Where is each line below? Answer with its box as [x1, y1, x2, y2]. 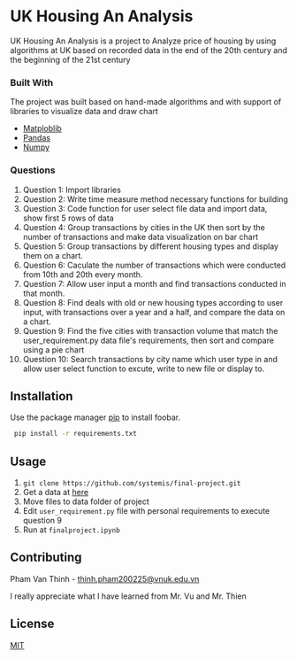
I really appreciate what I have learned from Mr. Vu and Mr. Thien [10, 591, 247, 601]
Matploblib [22, 123, 63, 134]
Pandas [22, 133, 51, 143]
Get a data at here [22, 487, 89, 498]
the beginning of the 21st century [10, 54, 131, 65]
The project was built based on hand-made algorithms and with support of [10, 97, 282, 107]
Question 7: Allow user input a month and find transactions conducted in [22, 278, 286, 289]
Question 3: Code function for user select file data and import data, [22, 203, 268, 213]
